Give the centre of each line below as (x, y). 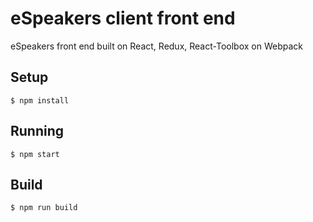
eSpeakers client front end (123, 18)
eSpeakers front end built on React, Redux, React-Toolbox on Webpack (156, 46)
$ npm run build (44, 208)
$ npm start (35, 154)
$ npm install (40, 100)
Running (37, 131)
